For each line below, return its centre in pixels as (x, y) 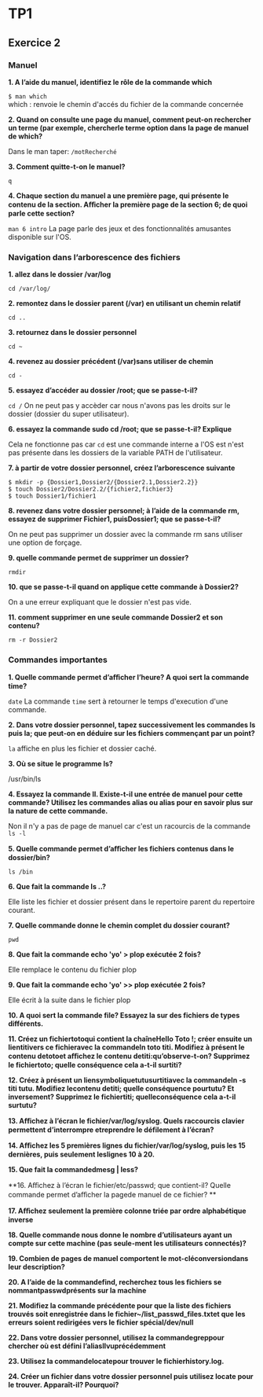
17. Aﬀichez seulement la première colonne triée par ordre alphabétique (127, 1211)
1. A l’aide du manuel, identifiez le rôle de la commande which (110, 82)
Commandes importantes (58, 660)
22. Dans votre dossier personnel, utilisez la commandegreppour (117, 1338)
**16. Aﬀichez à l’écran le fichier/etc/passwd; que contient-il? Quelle (120, 1186)
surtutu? (23, 1105)
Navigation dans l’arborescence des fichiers (94, 257)
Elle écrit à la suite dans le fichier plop (69, 1000)
